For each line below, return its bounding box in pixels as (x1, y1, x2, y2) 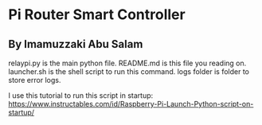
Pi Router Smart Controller (8, 6, 186, 24)
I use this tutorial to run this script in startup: (8, 91, 154, 100)
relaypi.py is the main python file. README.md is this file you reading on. (8, 58, 247, 68)
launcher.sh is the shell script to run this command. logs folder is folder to (8, 67, 249, 76)
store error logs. (8, 76, 61, 84)
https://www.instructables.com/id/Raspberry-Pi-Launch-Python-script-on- (8, 100, 254, 108)
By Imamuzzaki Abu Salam (8, 37, 143, 51)
